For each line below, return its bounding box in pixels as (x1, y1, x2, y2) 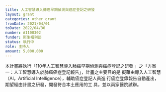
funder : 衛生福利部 (5, 35, 42, 40)
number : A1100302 (5, 30, 41, 35)
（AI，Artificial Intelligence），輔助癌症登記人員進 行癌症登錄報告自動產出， (5, 75, 159, 81)
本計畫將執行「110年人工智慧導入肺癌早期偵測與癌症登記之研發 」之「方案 (5, 63, 157, 69)
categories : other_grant (5, 16, 57, 21)
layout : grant (5, 12, 35, 17)
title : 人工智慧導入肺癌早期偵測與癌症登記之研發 (5, 7, 95, 12)
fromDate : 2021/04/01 (5, 21, 50, 26)
